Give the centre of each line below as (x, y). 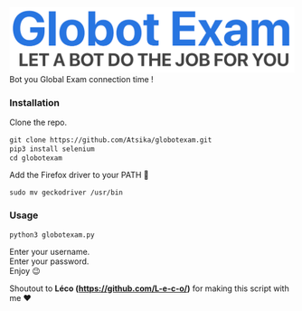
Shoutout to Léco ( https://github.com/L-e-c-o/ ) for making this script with (149, 288)
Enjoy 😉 (25, 271)
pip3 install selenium (52, 149)
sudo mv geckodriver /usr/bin (66, 193)
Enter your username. (50, 252)
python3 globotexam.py (52, 235)
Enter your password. (49, 261)
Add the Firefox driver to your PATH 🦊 (79, 174)
